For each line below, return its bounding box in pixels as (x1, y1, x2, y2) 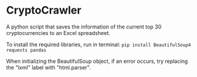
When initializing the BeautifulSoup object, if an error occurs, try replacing (6, 57, 188, 65)
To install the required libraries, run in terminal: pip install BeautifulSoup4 (6, 41, 192, 48)
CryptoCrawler (6, 4, 82, 17)
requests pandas (6, 47, 46, 53)
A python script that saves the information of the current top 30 (6, 23, 162, 30)
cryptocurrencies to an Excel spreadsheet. (6, 29, 111, 36)
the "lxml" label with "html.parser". (6, 63, 91, 71)
